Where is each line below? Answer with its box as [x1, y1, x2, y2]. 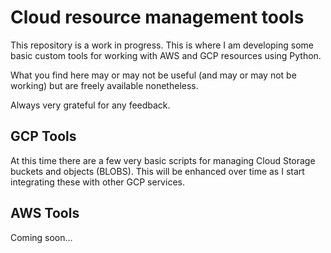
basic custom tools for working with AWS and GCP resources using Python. [10, 49, 322, 61]
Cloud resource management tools [10, 6, 305, 29]
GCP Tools [10, 128, 77, 145]
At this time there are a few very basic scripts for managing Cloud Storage [10, 154, 316, 166]
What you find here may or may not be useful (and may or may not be [10, 69, 297, 81]
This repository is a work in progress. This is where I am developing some [10, 39, 314, 51]
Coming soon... [10, 231, 73, 243]
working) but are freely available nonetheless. [10, 79, 199, 91]
